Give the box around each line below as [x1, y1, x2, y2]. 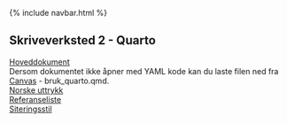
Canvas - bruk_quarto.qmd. [9, 75, 110, 86]
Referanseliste [9, 94, 62, 104]
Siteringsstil [9, 104, 52, 114]
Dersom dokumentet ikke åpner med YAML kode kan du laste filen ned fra [9, 65, 279, 76]
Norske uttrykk [9, 84, 64, 96]
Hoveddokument [9, 57, 71, 67]
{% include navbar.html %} [9, 8, 108, 18]
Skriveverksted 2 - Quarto [9, 33, 157, 48]
